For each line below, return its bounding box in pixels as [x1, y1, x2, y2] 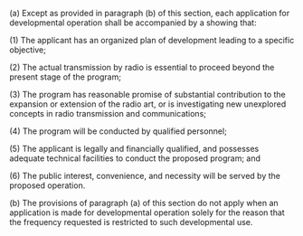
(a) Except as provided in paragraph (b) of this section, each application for [9, 8, 290, 18]
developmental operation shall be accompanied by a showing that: [9, 17, 257, 28]
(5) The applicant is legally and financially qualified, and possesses [9, 144, 260, 154]
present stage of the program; [9, 71, 122, 82]
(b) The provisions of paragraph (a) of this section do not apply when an [9, 198, 279, 208]
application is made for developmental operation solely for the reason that [9, 207, 285, 218]
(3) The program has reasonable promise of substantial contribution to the [9, 90, 287, 99]
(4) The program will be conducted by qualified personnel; [9, 126, 228, 137]
